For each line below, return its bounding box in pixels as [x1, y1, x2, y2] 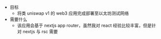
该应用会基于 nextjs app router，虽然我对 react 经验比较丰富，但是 [17, 22, 152, 28]
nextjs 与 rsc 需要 [23, 29, 58, 34]
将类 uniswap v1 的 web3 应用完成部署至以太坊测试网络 [17, 10, 129, 16]
